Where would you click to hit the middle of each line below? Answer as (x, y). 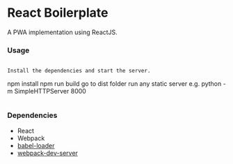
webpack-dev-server (48, 153)
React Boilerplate (58, 13)
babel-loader (36, 145)
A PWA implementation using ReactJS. (63, 32)
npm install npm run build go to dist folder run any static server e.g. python (114, 84)
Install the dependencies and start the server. (79, 71)
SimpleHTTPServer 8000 (50, 91)
